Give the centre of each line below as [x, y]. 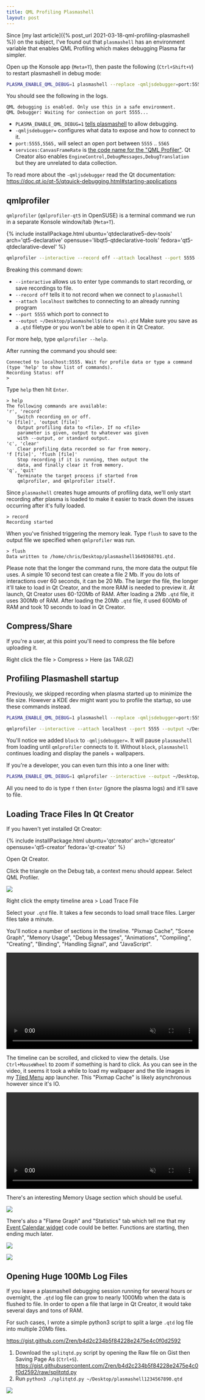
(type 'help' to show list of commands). [60, 368]
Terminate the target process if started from [77, 476]
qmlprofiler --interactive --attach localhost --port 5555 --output [95, 729]
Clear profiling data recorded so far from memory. [84, 449]
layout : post [23, 18]
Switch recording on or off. [54, 417]
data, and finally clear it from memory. [70, 465]
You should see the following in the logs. [57, 96]
